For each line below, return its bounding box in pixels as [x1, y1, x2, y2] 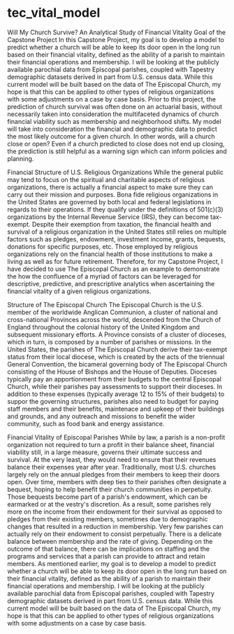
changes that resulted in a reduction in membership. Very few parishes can [7, 522, 224, 530]
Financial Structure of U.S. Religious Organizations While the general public [7, 168, 224, 176]
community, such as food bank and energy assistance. [7, 419, 165, 428]
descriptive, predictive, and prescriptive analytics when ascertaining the [7, 279, 215, 288]
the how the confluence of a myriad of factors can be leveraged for [7, 272, 201, 281]
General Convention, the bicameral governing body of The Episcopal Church [7, 360, 228, 368]
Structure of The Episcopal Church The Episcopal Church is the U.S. [7, 300, 204, 309]
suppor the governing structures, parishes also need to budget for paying [7, 397, 219, 405]
